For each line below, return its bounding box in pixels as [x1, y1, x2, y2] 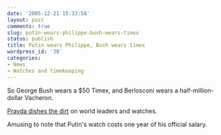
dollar [7, 93, 23, 101]
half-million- [179, 86, 214, 95]
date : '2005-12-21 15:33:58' [7, 10, 90, 17]
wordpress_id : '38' [7, 49, 63, 56]
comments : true [7, 23, 51, 29]
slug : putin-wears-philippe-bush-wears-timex [7, 29, 139, 36]
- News [7, 61, 26, 68]
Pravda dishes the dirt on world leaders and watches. [7, 107, 157, 115]
